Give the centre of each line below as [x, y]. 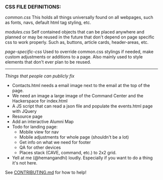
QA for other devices [40, 147]
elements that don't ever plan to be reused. [48, 62]
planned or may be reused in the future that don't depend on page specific [80, 37]
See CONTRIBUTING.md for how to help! [46, 172]
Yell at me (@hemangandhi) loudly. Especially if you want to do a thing [82, 158]
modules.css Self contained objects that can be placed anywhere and [75, 32]
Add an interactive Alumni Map [43, 122]
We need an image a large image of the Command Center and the [78, 96]
